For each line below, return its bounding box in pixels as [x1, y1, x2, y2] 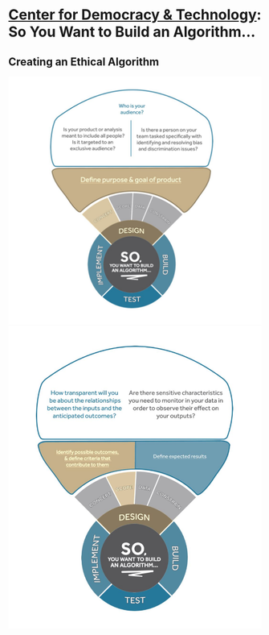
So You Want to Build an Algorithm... [8, 23, 256, 41]
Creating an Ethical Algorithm [8, 55, 159, 68]
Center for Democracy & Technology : [8, 6, 262, 24]
